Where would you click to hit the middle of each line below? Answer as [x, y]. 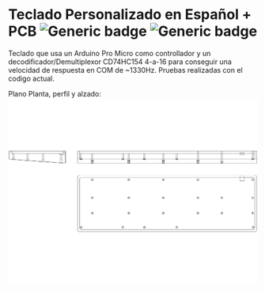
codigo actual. [32, 78]
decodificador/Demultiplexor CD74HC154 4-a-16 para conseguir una [120, 62]
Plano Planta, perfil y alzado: [55, 93]
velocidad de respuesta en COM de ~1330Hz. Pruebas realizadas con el [125, 70]
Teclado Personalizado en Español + [130, 15]
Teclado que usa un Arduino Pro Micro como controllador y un [110, 53]
